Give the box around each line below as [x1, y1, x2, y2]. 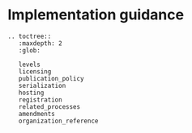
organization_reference [18, 117, 99, 125]
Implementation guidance [7, 6, 184, 24]
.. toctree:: [7, 32, 52, 40]
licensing [18, 67, 52, 76]
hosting [18, 89, 45, 97]
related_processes [18, 102, 81, 110]
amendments [18, 110, 56, 118]
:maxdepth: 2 [18, 39, 62, 48]
